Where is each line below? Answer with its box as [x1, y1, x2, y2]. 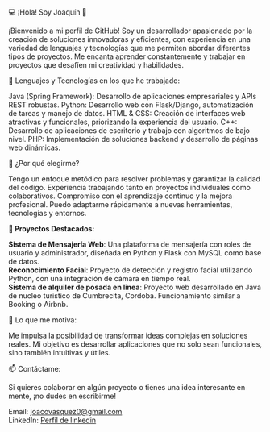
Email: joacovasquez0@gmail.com [8, 407, 123, 416]
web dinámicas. [8, 143, 61, 152]
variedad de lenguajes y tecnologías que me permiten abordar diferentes [8, 44, 251, 52]
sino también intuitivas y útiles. [8, 348, 111, 357]
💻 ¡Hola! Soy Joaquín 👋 [8, 7, 87, 17]
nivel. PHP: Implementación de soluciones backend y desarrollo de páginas [8, 135, 259, 143]
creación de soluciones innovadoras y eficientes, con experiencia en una [8, 35, 251, 44]
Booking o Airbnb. [8, 300, 69, 309]
